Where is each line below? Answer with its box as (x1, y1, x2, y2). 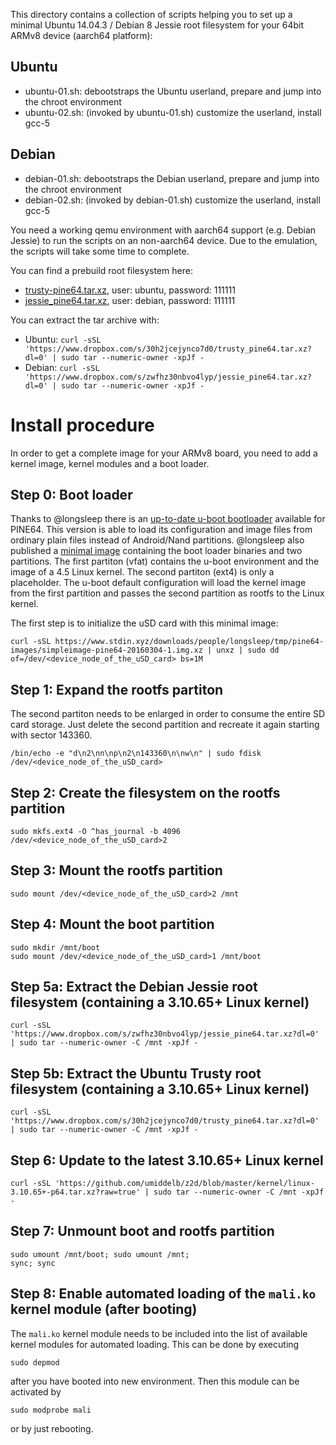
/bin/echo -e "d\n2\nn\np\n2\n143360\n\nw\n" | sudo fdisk (10, 749, 262, 759)
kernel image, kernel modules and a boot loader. (10, 457, 210, 469)
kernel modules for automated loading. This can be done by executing (10, 1338, 300, 1350)
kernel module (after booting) (10, 1301, 198, 1318)
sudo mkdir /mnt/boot (10, 942, 101, 953)
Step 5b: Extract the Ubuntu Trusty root (10, 1065, 262, 1082)
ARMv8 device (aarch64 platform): (10, 30, 153, 41)
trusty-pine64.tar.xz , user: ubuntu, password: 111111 (24, 284, 236, 296)
